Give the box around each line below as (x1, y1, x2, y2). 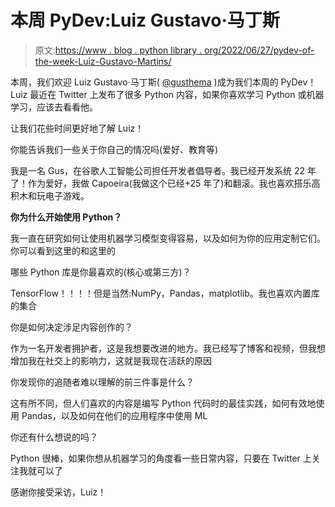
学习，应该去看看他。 (10, 101, 98, 113)
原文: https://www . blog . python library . (34, 44, 203, 56)
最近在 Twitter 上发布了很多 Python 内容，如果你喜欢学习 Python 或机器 (29, 88, 325, 100)
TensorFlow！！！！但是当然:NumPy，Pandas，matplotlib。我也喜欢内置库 (10, 287, 320, 299)
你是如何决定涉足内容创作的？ (10, 321, 133, 333)
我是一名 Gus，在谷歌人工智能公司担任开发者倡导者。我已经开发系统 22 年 (10, 164, 317, 176)
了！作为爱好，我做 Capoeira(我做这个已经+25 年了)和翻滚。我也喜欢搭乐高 (10, 177, 321, 189)
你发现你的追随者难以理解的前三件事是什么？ (10, 376, 195, 388)
